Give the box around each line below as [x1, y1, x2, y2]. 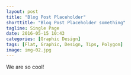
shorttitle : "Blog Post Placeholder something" [6, 19, 126, 25]
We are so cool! [6, 63, 44, 70]
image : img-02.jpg [6, 47, 52, 53]
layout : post [6, 8, 39, 15]
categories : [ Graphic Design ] [6, 36, 81, 42]
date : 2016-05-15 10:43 [6, 31, 65, 37]
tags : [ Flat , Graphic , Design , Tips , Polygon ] [6, 42, 123, 48]
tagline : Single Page [6, 25, 60, 31]
